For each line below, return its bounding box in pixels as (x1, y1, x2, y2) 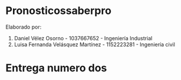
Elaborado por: (5, 23, 42, 30)
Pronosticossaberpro (5, 4, 111, 18)
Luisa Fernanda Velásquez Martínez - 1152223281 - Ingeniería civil (14, 41, 175, 48)
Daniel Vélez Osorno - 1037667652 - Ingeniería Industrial (14, 34, 153, 41)
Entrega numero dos (5, 61, 107, 75)
